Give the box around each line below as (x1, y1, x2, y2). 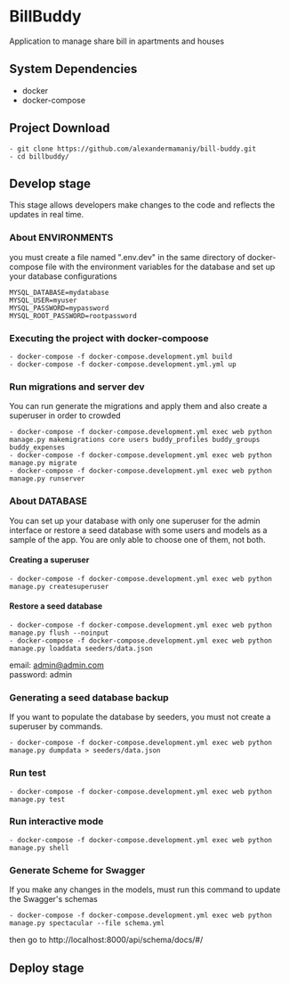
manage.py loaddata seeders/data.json (9, 644, 153, 652)
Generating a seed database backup (9, 691, 169, 703)
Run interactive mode (9, 816, 104, 828)
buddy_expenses (9, 443, 66, 452)
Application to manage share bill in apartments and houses (9, 36, 225, 46)
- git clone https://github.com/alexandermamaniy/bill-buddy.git (9, 144, 256, 153)
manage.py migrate (9, 459, 77, 468)
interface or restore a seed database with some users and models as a (9, 524, 268, 536)
